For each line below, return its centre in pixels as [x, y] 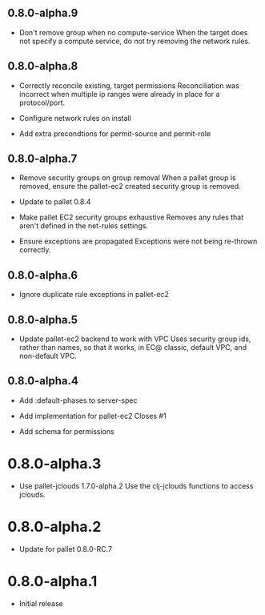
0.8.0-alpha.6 [42, 275]
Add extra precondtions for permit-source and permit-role [115, 133]
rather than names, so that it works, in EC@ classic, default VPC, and [133, 348]
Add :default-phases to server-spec [78, 400]
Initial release [41, 603]
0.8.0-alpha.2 [54, 527]
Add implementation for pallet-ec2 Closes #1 [92, 416]
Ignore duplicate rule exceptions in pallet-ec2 [94, 295]
